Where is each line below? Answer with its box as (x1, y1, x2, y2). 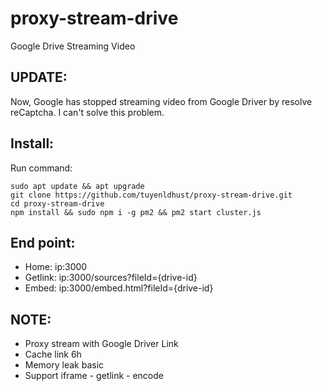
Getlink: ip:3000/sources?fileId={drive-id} (24, 272, 198, 284)
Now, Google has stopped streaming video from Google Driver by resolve (10, 95, 313, 107)
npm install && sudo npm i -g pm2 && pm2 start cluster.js (10, 207, 262, 217)
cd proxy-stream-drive (10, 198, 105, 209)
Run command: (10, 162, 73, 174)
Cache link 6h (24, 348, 82, 361)
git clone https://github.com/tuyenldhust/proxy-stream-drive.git (10, 190, 293, 200)
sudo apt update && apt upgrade (10, 181, 145, 191)
